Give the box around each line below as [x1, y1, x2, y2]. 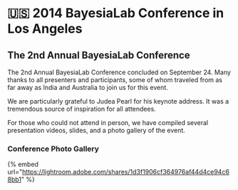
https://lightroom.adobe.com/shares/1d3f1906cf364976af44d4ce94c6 [21, 168, 230, 176]
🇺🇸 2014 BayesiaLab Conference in [7, 5, 224, 21]
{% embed [7, 160, 39, 169]
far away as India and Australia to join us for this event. [7, 84, 169, 91]
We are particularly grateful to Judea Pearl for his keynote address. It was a [7, 97, 229, 105]
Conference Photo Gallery [7, 144, 100, 154]
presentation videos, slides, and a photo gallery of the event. [7, 126, 185, 134]
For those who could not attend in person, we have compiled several [7, 119, 209, 126]
